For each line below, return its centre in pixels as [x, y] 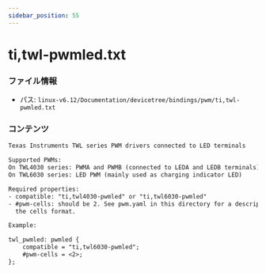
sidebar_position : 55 [44, 15]
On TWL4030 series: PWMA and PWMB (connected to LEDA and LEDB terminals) [134, 168]
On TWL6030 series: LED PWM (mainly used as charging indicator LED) [125, 175]
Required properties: [44, 189]
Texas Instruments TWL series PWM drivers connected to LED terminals [127, 146]
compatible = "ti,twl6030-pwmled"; [81, 247]
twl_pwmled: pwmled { [44, 240]
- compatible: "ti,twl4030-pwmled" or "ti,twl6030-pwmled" [108, 196]
